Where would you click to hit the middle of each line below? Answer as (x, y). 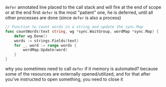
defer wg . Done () (31, 36)
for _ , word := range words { (45, 45)
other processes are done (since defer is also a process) (63, 18)
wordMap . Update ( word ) (45, 50)
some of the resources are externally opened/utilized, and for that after (78, 74)
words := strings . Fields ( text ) (46, 41)
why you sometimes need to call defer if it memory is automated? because (82, 69)
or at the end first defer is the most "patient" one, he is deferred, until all (79, 12)
